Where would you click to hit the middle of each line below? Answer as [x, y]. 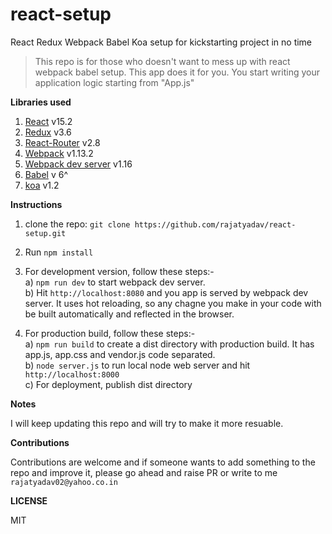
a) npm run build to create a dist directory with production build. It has [169, 344]
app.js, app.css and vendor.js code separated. [120, 354]
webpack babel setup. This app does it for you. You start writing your [177, 72]
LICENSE [29, 500]
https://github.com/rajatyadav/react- [215, 224]
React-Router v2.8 [62, 142]
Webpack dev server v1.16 [78, 164]
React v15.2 [48, 121]
